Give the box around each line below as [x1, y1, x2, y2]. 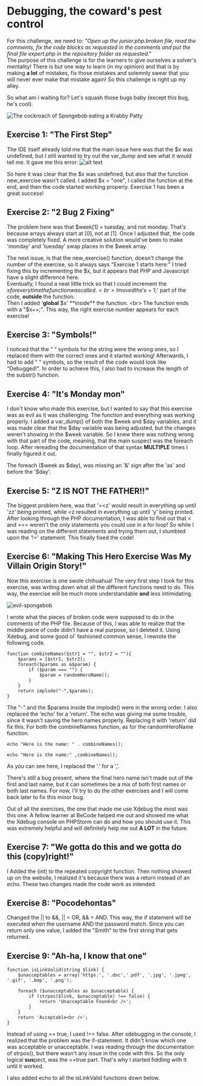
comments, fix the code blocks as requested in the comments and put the [7, 44, 191, 51]
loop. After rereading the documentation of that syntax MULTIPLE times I [7, 444, 188, 451]
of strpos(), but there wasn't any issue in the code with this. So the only [7, 1050, 185, 1057]
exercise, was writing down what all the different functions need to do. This [7, 583, 195, 591]
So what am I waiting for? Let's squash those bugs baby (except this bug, [7, 94, 190, 101]
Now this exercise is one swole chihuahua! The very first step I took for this [7, 577, 194, 584]
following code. [7, 639, 45, 646]
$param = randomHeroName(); [39, 672, 111, 678]
